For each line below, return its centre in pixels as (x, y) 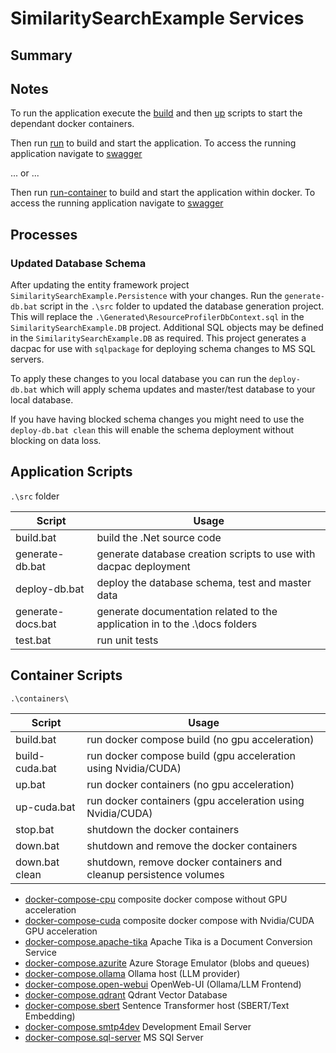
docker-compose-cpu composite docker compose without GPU (156, 899)
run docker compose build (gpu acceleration (191, 755)
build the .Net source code (159, 537)
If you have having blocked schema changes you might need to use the (157, 419)
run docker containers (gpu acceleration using (195, 800)
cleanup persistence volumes (155, 874)
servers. (27, 359)
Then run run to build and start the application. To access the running (153, 143)
